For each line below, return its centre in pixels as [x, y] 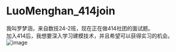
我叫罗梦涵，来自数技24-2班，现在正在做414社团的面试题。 [80, 28]
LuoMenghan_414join [61, 11]
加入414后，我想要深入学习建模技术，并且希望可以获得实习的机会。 [90, 36]
